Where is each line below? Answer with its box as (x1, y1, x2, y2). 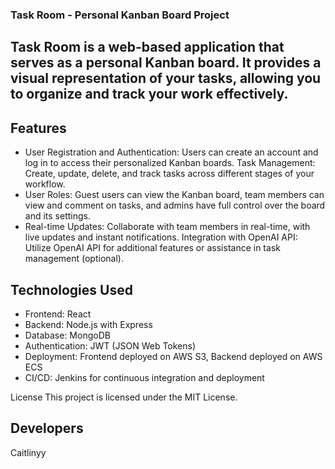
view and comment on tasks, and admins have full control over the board (24, 199, 326, 212)
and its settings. (24, 210, 91, 222)
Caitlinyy (10, 446, 47, 458)
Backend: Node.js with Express (24, 318, 153, 330)
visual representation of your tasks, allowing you (10, 70, 322, 87)
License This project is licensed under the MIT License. (10, 391, 238, 403)
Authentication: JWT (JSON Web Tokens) (24, 339, 197, 352)
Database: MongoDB (24, 329, 111, 341)
